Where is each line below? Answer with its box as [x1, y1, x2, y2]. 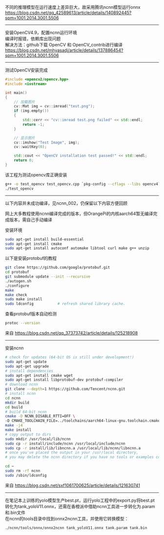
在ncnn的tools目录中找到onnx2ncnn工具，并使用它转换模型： [5, 515, 129, 521]
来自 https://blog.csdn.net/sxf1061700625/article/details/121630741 [5, 482, 140, 488]
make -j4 [5, 423, 23, 428]
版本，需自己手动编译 [9, 216, 52, 222]
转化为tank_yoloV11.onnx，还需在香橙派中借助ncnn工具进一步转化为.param [5, 503, 155, 509]
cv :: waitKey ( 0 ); [14, 145, 47, 150]
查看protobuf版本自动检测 [5, 311, 57, 317]
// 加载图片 [14, 99, 35, 104]
